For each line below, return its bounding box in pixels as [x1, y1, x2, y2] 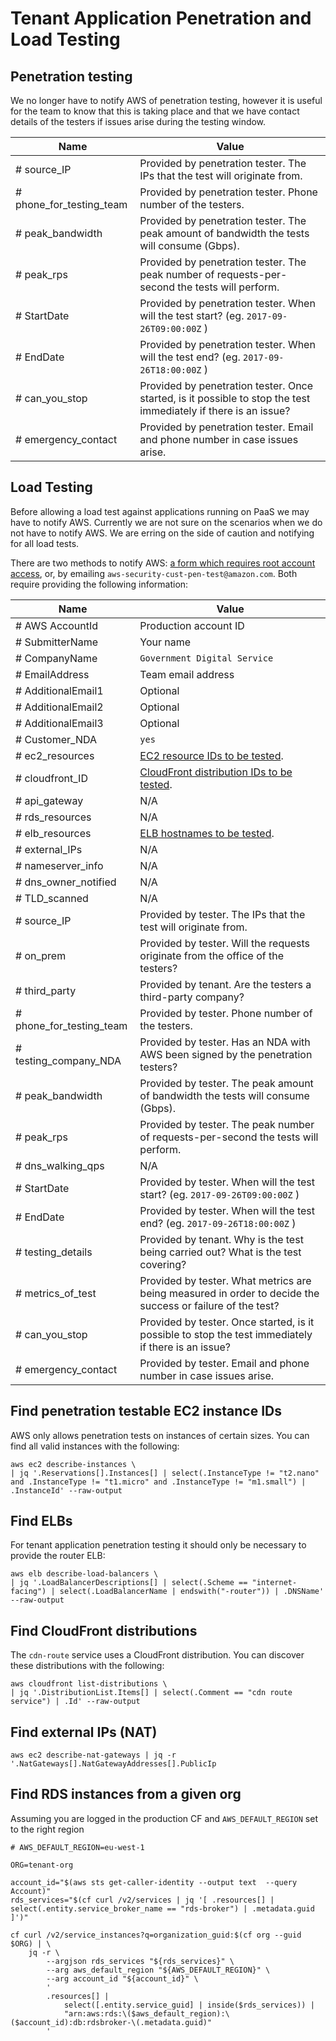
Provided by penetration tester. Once [139, 379, 314, 392]
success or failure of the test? [139, 1298, 280, 1312]
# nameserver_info [15, 858, 104, 872]
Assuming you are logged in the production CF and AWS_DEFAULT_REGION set [10, 1812, 318, 1824]
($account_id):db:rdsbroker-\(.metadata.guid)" [10, 2017, 213, 2027]
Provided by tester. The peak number [139, 1117, 315, 1131]
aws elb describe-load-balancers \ [10, 1569, 159, 1579]
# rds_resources [15, 810, 92, 824]
